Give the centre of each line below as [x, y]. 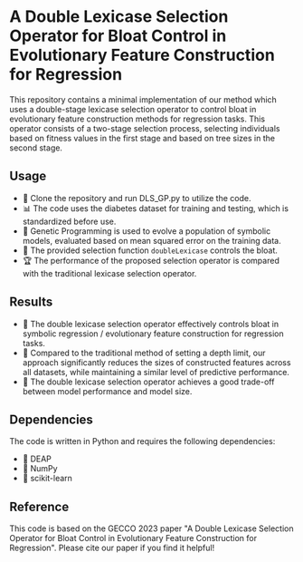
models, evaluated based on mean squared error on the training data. [152, 240]
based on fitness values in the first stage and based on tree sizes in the [142, 138]
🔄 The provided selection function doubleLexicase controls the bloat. [150, 250]
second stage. [36, 148]
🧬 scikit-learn [47, 479]
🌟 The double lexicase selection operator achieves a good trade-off [148, 382]
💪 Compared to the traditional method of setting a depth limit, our [144, 353]
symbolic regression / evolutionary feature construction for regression [153, 334]
